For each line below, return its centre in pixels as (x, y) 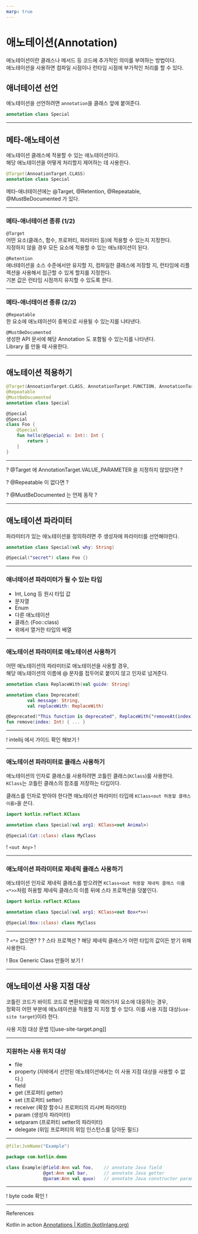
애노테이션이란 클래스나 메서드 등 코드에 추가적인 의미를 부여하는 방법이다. (91, 60)
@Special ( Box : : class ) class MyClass (51, 923)
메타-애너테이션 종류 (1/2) (41, 221)
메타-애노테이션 (33, 140)
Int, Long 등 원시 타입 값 (42, 594)
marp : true (19, 12)
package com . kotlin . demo (37, 1157)
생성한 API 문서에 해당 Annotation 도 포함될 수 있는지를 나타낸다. (81, 339)
